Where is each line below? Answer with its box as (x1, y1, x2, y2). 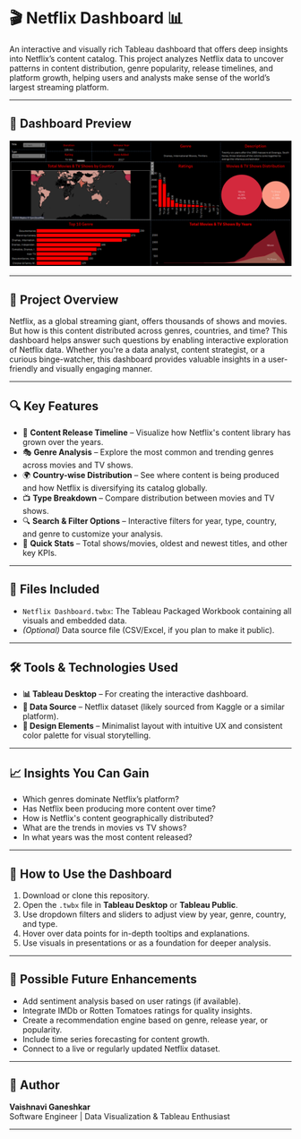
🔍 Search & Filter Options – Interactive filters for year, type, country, (21, 515, 278, 526)
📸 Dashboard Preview (9, 116, 132, 132)
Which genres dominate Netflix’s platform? (21, 794, 179, 805)
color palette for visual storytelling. (21, 730, 151, 741)
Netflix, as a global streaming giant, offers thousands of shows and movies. (9, 316, 288, 326)
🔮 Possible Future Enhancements (9, 972, 197, 987)
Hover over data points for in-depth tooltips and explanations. (21, 929, 251, 939)
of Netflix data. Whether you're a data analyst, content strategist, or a (9, 345, 266, 355)
